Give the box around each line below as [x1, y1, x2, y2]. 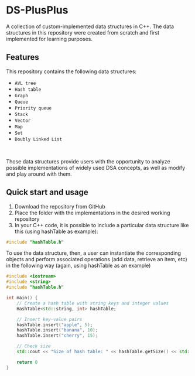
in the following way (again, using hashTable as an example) [6, 262, 151, 269]
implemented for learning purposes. [6, 35, 93, 42]
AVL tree [14, 80, 36, 86]
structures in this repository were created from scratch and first [6, 29, 160, 36]
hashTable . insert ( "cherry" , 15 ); [16, 333, 98, 339]
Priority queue [14, 105, 52, 111]
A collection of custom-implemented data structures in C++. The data [6, 23, 175, 30]
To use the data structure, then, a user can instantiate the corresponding [6, 249, 182, 257]
